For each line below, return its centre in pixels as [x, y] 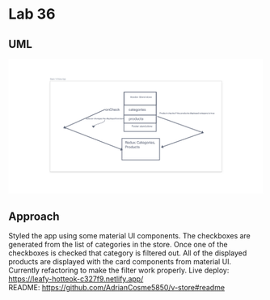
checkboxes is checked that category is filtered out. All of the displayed [128, 253]
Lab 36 [32, 14]
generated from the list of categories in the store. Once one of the [118, 245]
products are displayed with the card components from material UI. [120, 262]
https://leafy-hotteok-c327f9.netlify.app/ [76, 279]
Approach [34, 216]
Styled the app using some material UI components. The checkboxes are [129, 236]
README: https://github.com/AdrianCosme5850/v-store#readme [116, 288]
